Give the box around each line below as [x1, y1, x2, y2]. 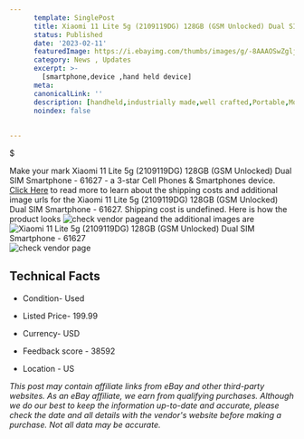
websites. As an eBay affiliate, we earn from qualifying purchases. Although [9, 390, 294, 401]
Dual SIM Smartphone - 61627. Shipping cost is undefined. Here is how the [9, 204, 288, 214]
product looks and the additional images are [9, 214, 255, 224]
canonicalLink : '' [33, 89, 103, 98]
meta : [33, 81, 54, 90]
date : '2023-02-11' [33, 38, 107, 48]
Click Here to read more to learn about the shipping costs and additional [9, 185, 279, 195]
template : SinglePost [33, 13, 116, 23]
